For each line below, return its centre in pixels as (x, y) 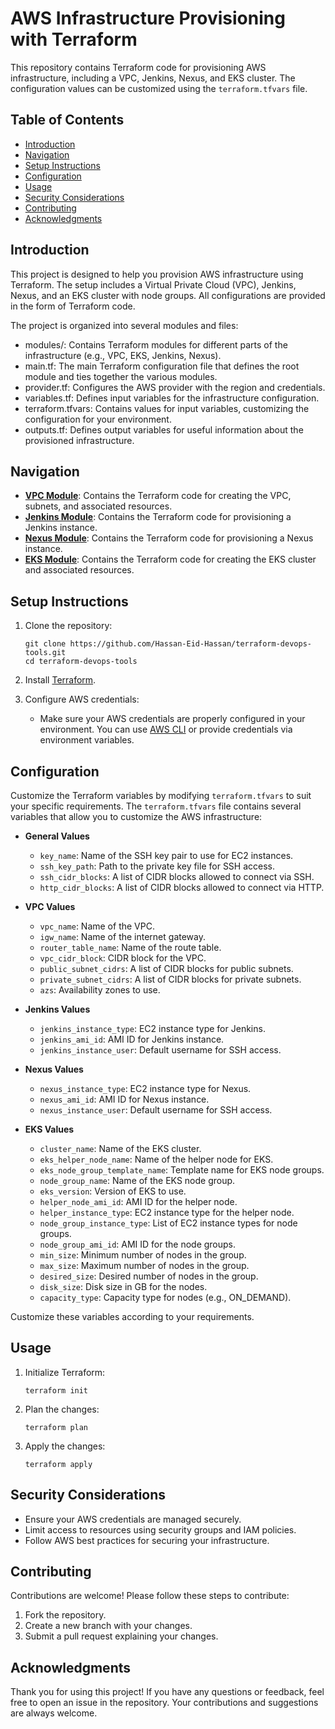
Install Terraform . (60, 680)
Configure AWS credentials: (82, 699)
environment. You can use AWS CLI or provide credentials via (166, 729)
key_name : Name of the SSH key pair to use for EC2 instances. (166, 855)
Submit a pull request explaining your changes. (121, 1636)
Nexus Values (54, 1069)
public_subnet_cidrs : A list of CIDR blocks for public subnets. (166, 968)
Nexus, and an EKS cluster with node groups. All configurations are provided (168, 295)
